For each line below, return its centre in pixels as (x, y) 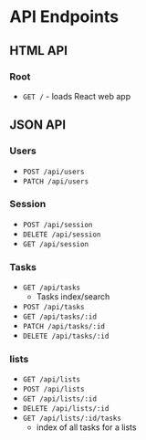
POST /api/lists (53, 390)
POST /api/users (53, 172)
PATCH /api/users (56, 181)
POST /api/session (57, 225)
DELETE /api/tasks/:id (66, 336)
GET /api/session (56, 244)
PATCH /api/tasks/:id (63, 327)
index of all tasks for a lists (86, 427)
